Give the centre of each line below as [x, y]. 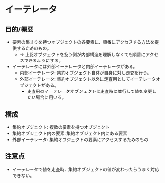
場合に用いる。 [51, 97]
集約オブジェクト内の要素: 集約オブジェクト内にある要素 [69, 133]
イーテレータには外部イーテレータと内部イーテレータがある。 [75, 67]
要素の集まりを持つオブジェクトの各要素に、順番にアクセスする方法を [83, 42]
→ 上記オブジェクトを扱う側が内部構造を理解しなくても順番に [82, 54]
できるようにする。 [43, 61]
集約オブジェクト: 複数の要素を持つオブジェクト [61, 127]
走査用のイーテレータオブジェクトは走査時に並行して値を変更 [89, 91]
